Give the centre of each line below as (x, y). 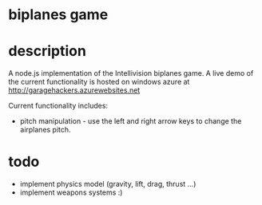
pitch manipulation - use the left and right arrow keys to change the (131, 121)
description (47, 51)
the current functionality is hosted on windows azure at (99, 82)
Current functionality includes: (58, 106)
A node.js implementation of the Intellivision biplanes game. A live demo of (131, 73)
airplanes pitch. (45, 130)
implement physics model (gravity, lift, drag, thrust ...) (108, 184)
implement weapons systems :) (71, 192)
